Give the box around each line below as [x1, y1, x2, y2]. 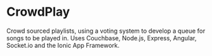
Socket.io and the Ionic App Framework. [6, 41, 120, 49]
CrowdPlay [6, 4, 70, 20]
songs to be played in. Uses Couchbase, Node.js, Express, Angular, [6, 33, 197, 42]
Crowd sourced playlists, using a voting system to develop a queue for [6, 27, 206, 35]
